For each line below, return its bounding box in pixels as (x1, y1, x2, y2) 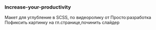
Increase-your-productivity (4, 4, 71, 10)
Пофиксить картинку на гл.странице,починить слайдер (4, 20, 120, 25)
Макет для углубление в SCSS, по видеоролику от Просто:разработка (4, 15, 152, 20)
